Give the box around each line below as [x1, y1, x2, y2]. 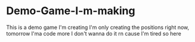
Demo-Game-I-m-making [6, 4, 135, 18]
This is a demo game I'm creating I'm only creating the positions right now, [6, 24, 190, 31]
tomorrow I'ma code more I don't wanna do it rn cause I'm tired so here [6, 30, 182, 37]
